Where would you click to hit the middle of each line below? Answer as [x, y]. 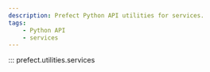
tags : [17, 23]
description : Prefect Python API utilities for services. [106, 15]
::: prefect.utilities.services [52, 60]
